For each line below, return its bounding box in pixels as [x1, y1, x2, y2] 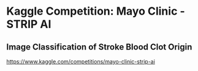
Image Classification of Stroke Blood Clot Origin [6, 42, 192, 52]
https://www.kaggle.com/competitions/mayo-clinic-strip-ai [6, 58, 155, 65]
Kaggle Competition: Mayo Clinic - [6, 4, 185, 18]
